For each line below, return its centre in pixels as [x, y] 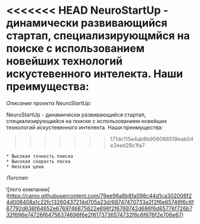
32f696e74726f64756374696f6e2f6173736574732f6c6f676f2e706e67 [94, 214]
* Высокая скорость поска [38, 161]
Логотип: [18, 177]
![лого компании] [28, 189]
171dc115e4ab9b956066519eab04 [152, 139]
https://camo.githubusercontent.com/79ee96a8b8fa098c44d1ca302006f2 [100, 195]
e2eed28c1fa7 [127, 145]
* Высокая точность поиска [40, 156]
